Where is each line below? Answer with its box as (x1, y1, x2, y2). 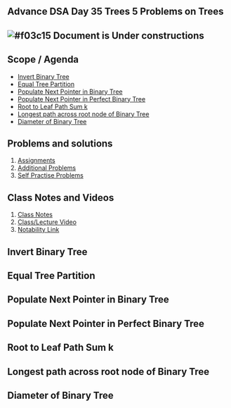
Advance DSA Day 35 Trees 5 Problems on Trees (7, 6, 224, 18)
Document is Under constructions (53, 30, 205, 42)
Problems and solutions (7, 137, 113, 149)
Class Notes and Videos (7, 192, 114, 204)
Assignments (17, 156, 56, 165)
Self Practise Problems (17, 171, 84, 180)
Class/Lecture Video (17, 218, 77, 226)
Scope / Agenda (7, 54, 79, 66)
